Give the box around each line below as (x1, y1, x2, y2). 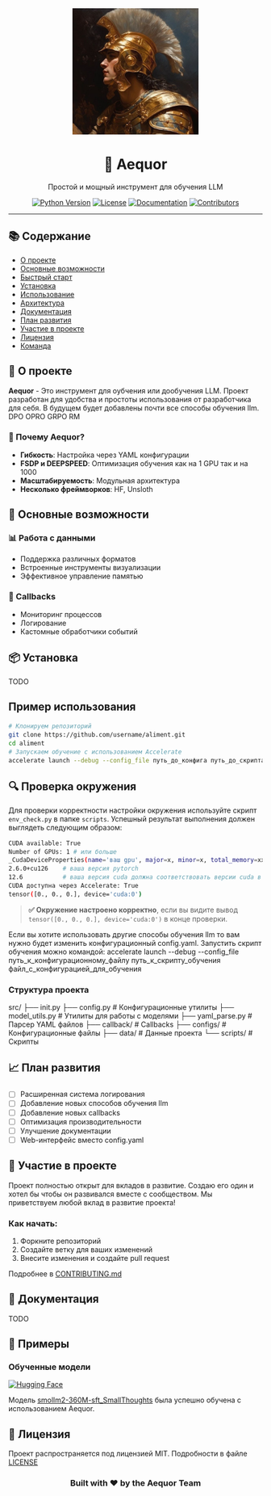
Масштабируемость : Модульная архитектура (19, 476, 180, 485)
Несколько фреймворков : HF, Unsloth (19, 484, 153, 494)
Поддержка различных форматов (19, 553, 136, 564)
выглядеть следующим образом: (8, 822, 123, 832)
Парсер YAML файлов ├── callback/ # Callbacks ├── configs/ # (8, 1019, 227, 1029)
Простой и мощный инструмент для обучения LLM (48, 182, 223, 191)
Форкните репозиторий (19, 1236, 102, 1246)
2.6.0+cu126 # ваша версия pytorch (8, 864, 139, 873)
